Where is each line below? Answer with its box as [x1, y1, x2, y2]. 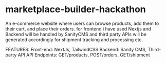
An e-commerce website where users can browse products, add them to [5, 20, 159, 26]
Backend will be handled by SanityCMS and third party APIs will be [5, 31, 146, 37]
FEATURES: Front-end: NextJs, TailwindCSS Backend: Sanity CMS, [5, 46, 147, 52]
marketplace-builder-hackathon [5, 4, 146, 15]
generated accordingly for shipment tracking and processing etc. [5, 37, 143, 43]
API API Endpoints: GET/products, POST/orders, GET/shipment [17, 52, 150, 58]
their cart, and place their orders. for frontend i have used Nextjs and [5, 25, 152, 31]
